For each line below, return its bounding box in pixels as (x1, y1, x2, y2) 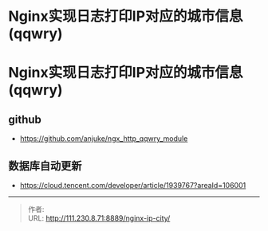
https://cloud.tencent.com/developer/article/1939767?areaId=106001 (19, 181, 246, 190)
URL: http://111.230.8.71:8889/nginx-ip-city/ (27, 213, 171, 223)
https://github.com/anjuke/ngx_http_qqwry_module (19, 134, 188, 143)
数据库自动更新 (8, 159, 82, 172)
